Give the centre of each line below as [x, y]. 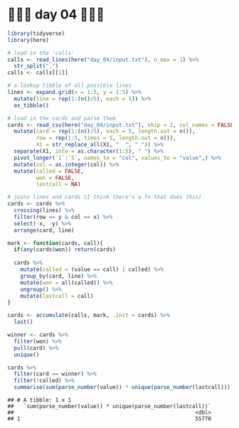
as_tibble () [32, 105]
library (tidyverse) [36, 33]
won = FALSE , [55, 178]
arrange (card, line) [44, 230]
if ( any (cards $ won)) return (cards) [65, 250]
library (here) [28, 40]
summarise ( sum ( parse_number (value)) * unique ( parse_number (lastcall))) [122, 387]
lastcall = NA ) [58, 184]
